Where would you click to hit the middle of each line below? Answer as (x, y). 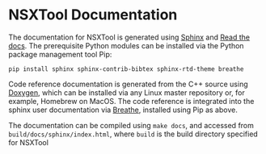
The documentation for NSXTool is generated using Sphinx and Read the (129, 37)
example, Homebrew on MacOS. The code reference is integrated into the (131, 101)
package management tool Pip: (60, 54)
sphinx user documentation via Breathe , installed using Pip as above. (123, 110)
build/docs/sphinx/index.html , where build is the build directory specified (133, 134)
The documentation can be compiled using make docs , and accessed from (131, 125)
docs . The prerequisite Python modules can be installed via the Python (126, 45)
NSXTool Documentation (93, 15)
